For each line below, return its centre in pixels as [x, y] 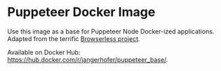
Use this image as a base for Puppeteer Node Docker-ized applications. [111, 31]
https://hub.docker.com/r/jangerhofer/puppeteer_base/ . [88, 59]
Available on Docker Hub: [44, 52]
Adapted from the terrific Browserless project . [74, 38]
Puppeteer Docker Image [81, 12]
